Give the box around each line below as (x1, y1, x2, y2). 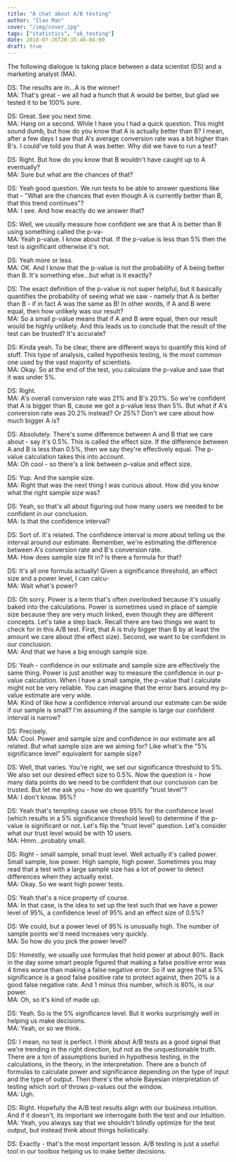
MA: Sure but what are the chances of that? (7, 170, 133, 179)
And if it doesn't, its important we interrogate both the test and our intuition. (7, 1111, 226, 1119)
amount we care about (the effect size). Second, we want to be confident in (7, 633, 226, 640)
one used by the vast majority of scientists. (7, 358, 132, 366)
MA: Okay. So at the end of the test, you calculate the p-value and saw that (7, 366, 225, 373)
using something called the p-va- (7, 228, 104, 235)
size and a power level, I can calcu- (7, 574, 110, 582)
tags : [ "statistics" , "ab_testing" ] (7, 30, 114, 37)
